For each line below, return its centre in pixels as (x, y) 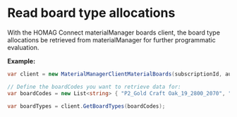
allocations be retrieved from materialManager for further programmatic (112, 39)
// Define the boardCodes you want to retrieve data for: (94, 87)
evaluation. (23, 47)
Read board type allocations (91, 13)
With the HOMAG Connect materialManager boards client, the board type (114, 32)
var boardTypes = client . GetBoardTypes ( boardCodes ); (86, 106)
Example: (22, 61)
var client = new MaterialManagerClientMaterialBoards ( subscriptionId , (115, 74)
